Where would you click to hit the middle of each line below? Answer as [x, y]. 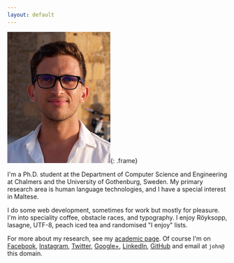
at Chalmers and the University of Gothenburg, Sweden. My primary [105, 181]
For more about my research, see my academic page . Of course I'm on [109, 239]
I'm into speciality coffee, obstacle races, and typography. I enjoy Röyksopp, [117, 218]
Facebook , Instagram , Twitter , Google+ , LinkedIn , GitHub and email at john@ [116, 246]
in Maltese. [23, 197]
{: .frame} [124, 160]
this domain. [25, 253]
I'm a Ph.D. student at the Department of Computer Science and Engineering [117, 174]
